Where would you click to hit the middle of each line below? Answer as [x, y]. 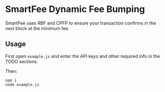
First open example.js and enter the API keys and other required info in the [83, 56]
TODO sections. [22, 61]
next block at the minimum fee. [37, 28]
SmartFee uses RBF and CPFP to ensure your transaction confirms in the [81, 23]
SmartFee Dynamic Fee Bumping [75, 9]
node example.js [22, 84]
